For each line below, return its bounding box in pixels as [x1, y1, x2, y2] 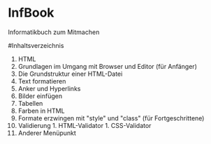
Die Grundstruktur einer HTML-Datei [17, 70, 123, 78]
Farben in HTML [17, 106, 65, 115]
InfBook [8, 5, 54, 21]
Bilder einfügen [17, 92, 62, 100]
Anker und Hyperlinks [17, 84, 81, 93]
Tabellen [17, 99, 43, 107]
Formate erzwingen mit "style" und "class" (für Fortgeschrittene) [17, 113, 205, 122]
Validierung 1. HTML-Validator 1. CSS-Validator [17, 121, 152, 129]
